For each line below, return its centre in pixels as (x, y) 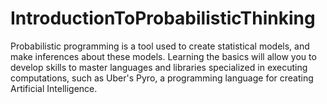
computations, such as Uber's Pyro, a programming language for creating (162, 78)
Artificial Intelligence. (54, 88)
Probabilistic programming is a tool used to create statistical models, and (160, 46)
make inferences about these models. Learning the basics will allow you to (163, 56)
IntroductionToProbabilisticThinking (163, 18)
